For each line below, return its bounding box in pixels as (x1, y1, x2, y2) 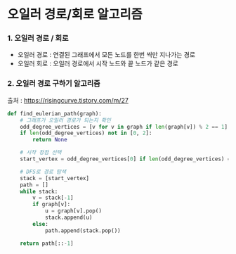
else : (32, 220, 49, 227)
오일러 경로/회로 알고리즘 (7, 6, 143, 23)
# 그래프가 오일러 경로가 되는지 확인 (20, 117, 111, 124)
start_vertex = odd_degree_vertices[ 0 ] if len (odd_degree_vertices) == (20, 155, 234, 163)
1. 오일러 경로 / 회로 (7, 33, 69, 43)
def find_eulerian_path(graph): (7, 110, 102, 117)
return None (32, 136, 68, 144)
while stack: (20, 188, 58, 195)
